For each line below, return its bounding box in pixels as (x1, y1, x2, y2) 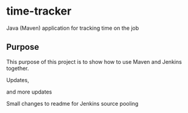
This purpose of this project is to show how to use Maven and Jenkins (6, 58, 183, 65)
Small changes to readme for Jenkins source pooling (6, 100, 139, 107)
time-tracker (6, 4, 72, 18)
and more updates (6, 88, 52, 95)
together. (6, 64, 29, 72)
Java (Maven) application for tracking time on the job (6, 24, 139, 32)
